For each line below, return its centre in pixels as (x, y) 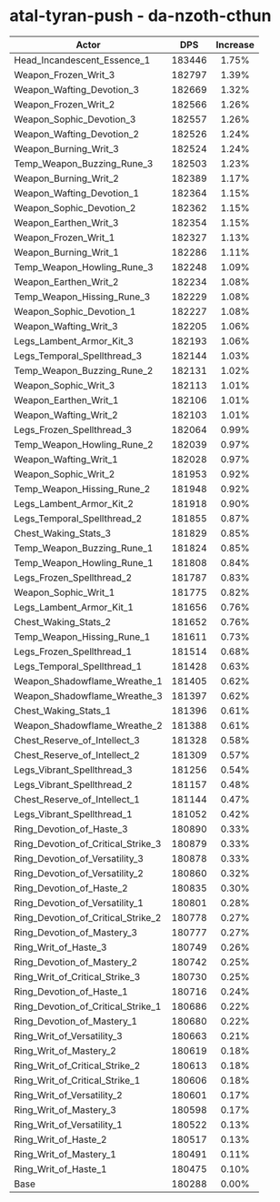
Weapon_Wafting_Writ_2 (66, 415)
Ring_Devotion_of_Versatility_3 (79, 858)
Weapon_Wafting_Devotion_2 (76, 134)
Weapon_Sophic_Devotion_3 (75, 119)
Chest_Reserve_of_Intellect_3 (77, 740)
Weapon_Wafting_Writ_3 (66, 326)
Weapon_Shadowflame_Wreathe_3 (89, 695)
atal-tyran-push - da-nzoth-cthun (140, 16)
